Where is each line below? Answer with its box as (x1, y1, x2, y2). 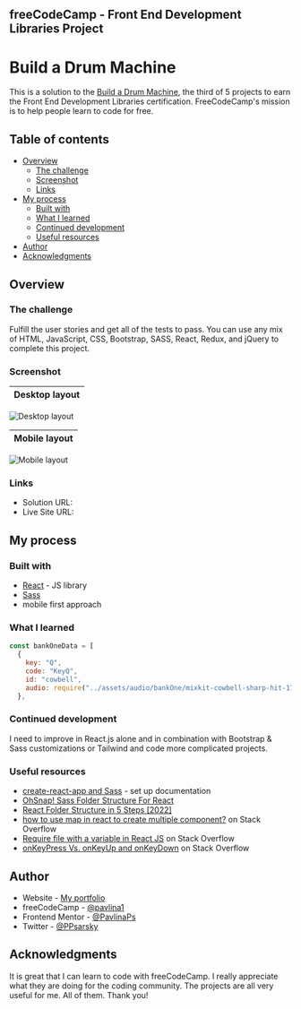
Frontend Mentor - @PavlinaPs (21, 911, 136, 922)
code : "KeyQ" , (25, 667, 78, 676)
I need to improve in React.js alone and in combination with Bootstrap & (9, 733, 272, 744)
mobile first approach (21, 599, 102, 610)
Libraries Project (9, 22, 104, 37)
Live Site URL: (21, 506, 74, 518)
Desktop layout (13, 389, 81, 401)
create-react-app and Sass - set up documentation (21, 786, 211, 797)
